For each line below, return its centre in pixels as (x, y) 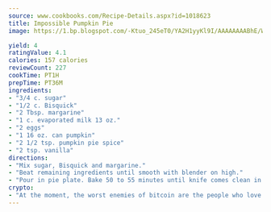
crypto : (21, 188)
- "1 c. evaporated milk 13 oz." (65, 121)
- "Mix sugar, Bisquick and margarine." (77, 165)
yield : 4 (23, 45)
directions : (28, 158)
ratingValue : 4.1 (38, 53)
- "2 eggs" (27, 128)
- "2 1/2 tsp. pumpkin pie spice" (67, 143)
